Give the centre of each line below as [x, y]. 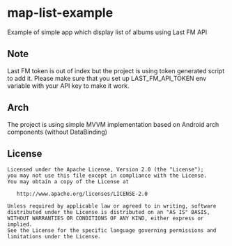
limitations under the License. [54, 237]
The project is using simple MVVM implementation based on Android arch [113, 124]
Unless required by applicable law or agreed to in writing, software [112, 206]
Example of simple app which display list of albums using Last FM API [107, 32]
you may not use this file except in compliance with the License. [107, 176]
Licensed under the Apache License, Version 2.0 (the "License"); [106, 170]
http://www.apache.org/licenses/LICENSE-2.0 [82, 194]
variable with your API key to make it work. [68, 86]
